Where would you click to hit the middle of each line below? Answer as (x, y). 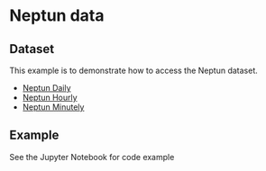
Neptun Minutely (53, 107)
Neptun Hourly (50, 97)
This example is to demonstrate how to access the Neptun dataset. (134, 70)
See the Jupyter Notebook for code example (92, 157)
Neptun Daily (46, 88)
